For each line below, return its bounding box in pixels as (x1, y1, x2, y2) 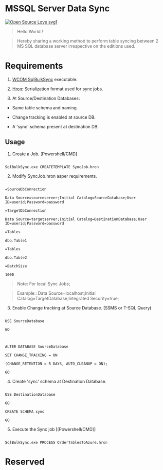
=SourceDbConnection (5, 186, 47, 192)
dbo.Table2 (5, 255, 27, 260)
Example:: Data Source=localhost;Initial (17, 290, 96, 296)
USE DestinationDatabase (5, 392, 55, 397)
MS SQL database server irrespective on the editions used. (17, 43, 135, 49)
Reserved (5, 456, 45, 467)
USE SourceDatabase (5, 318, 45, 324)
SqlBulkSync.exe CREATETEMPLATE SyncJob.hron (5, 164, 99, 169)
